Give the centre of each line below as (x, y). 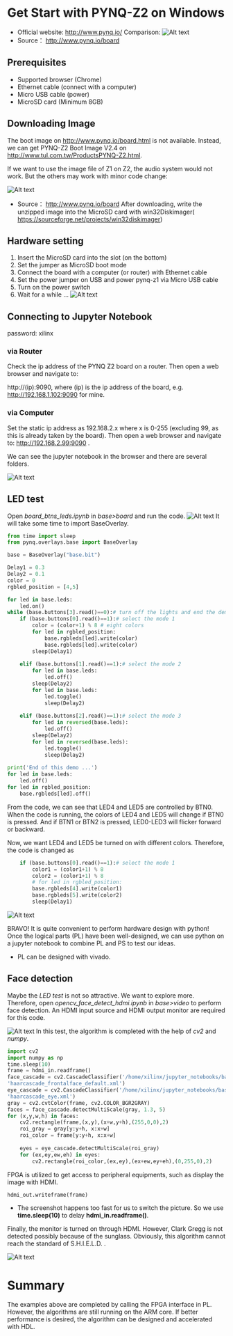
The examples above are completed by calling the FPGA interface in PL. (110, 1305)
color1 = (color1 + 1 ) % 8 (68, 869)
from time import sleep (42, 536)
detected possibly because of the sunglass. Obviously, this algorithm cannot (116, 1236)
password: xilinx (31, 333)
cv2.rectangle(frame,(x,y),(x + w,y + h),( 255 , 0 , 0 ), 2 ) (94, 1122)
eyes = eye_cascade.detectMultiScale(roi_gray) (89, 1148)
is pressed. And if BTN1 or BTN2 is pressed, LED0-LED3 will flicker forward (114, 822)
